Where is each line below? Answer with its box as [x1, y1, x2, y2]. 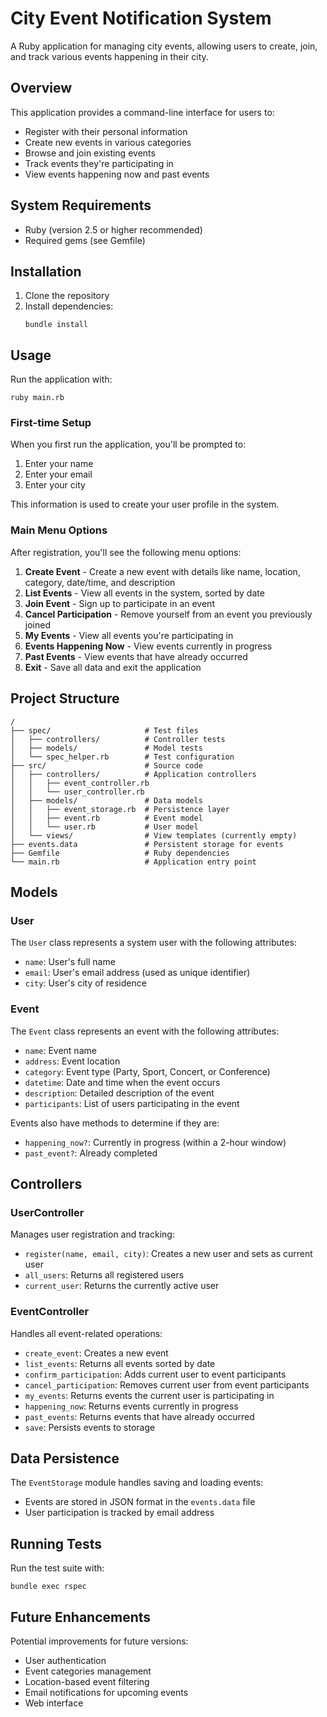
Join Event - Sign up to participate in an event [24, 597, 215, 609]
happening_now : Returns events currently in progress [24, 1400, 239, 1412]
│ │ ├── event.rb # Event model [10, 813, 203, 823]
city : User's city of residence [24, 977, 147, 989]
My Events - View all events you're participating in [24, 629, 234, 641]
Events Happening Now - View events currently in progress [24, 640, 273, 652]
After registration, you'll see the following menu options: [10, 546, 242, 558]
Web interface [24, 1697, 84, 1709]
